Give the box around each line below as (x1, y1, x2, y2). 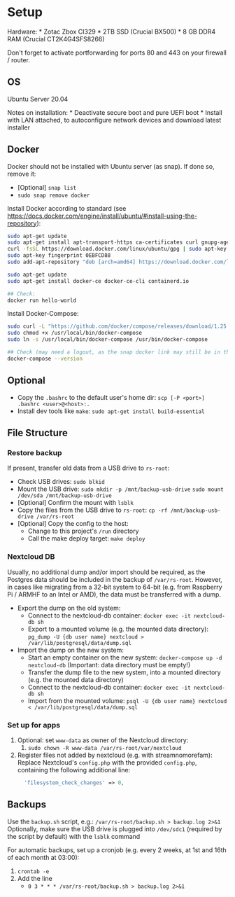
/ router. (7, 55, 30, 64)
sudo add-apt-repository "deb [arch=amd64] (7, 258, 136, 266)
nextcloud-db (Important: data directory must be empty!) (27, 660, 191, 669)
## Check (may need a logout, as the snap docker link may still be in (7, 349, 220, 356)
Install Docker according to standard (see (7, 204, 127, 212)
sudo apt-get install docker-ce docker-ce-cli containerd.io (7, 277, 190, 284)
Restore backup (7, 447, 62, 457)
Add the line (17, 874, 52, 882)
